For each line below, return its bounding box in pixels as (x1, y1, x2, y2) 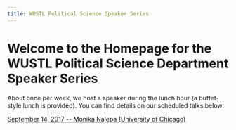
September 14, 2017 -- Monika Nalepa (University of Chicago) (7, 115, 186, 123)
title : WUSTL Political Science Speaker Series (7, 10, 150, 18)
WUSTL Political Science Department (7, 56, 229, 71)
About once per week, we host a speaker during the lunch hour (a (7, 93, 198, 102)
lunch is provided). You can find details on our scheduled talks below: (22, 101, 225, 110)
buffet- (199, 93, 219, 102)
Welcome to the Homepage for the (7, 40, 212, 56)
